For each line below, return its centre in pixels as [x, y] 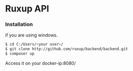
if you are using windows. [32, 35]
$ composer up [20, 54]
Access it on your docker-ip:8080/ [41, 63]
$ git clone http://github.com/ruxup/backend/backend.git [66, 49]
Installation [19, 24]
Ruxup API [27, 9]
